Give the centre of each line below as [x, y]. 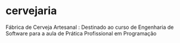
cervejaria [31, 11]
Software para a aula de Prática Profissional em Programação [81, 33]
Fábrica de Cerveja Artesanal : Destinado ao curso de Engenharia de [90, 27]
